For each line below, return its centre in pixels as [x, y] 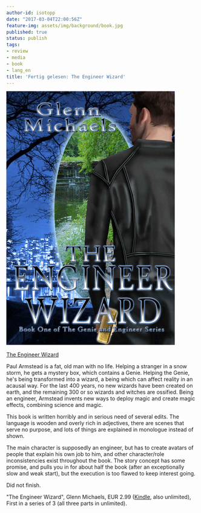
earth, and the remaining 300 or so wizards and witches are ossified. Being [100, 392]
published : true [27, 32]
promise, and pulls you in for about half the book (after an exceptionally [95, 467]
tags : [13, 45]
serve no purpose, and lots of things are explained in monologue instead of [100, 429]
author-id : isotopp [31, 13]
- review [17, 51]
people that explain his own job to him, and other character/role [85, 454]
